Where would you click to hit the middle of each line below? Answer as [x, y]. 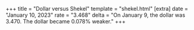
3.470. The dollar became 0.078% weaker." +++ [66, 21]
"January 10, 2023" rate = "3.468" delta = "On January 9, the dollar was [95, 15]
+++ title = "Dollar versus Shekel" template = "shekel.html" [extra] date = [97, 9]
